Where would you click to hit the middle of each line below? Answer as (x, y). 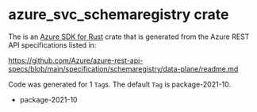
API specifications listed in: (52, 44)
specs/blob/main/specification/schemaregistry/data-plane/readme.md (123, 68)
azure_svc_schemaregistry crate (119, 15)
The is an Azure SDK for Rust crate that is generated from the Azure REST (129, 37)
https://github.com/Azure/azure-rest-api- (76, 60)
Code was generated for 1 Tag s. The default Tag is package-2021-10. (120, 84)
